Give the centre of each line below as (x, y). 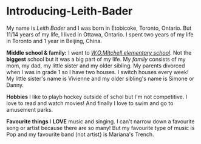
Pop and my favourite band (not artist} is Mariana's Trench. (80, 134)
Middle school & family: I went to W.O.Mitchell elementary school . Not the (99, 52)
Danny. (15, 85)
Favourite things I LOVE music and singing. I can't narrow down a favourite (101, 121)
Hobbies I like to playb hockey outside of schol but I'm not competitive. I (97, 97)
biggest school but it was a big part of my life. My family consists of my (96, 59)
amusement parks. (30, 109)
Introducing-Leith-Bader (70, 11)
